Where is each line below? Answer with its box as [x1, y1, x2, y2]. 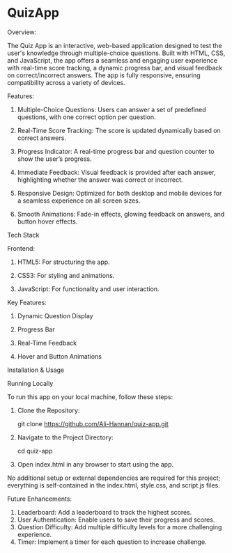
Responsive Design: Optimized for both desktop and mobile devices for [17, 189, 222, 197]
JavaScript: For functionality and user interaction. [17, 284, 160, 293]
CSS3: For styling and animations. [17, 271, 115, 279]
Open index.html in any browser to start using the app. [17, 460, 174, 468]
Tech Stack [7, 231, 40, 239]
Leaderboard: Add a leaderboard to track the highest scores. [17, 508, 192, 516]
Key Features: [7, 298, 47, 306]
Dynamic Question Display [17, 311, 93, 320]
